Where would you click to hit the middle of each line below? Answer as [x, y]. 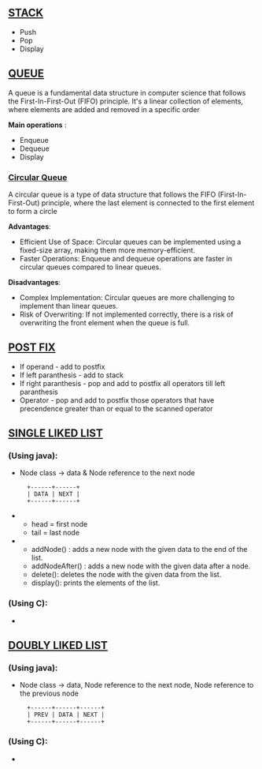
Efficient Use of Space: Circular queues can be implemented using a [130, 242]
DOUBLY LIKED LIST [58, 645]
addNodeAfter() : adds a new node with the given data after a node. [141, 566]
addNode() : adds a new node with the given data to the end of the [139, 550]
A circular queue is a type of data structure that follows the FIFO [112, 194]
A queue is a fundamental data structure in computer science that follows [127, 92]
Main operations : [37, 125]
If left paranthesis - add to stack [72, 375]
